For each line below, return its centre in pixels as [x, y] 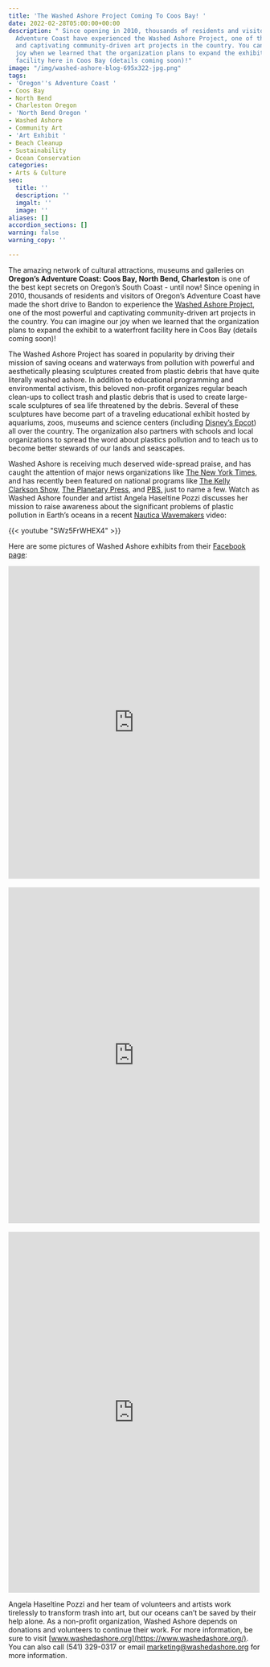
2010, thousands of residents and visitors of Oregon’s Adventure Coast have [135, 295]
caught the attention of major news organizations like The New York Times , [133, 472]
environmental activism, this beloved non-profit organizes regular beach [128, 388]
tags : [17, 76]
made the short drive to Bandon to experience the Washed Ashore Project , [132, 304]
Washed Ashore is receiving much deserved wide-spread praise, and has [130, 463]
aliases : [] [28, 218]
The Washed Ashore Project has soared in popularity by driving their [122, 354]
